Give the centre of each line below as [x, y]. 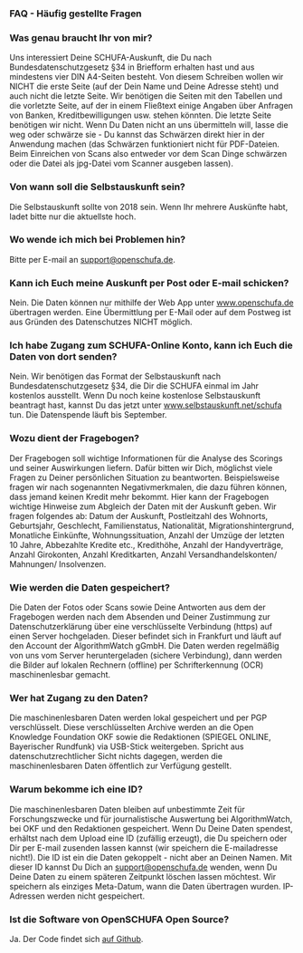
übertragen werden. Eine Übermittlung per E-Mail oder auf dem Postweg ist [150, 313]
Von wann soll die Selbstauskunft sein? [97, 187]
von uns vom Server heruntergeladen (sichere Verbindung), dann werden [146, 655]
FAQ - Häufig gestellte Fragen [76, 14]
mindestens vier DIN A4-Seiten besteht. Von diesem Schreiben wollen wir [147, 77]
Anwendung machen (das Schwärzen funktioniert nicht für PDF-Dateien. [145, 144]
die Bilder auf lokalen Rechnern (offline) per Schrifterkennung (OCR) [137, 665]
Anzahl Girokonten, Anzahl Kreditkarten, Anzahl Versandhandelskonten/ [143, 554]
